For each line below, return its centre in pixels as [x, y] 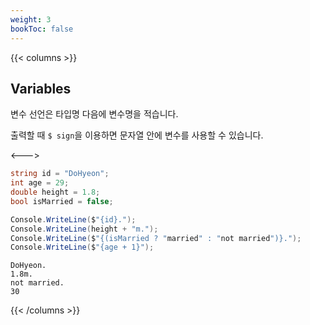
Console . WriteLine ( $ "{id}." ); [73, 219]
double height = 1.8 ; [55, 192]
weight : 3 [31, 19]
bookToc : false [42, 29]
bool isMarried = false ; [62, 201]
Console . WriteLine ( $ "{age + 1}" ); [82, 247]
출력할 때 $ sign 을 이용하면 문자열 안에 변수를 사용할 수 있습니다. [137, 135]
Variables [41, 88]
